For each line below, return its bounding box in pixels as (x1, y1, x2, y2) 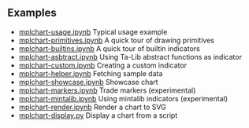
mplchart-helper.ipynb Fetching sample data (18, 68, 163, 78)
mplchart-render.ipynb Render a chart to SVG (18, 102, 166, 112)
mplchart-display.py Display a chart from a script (18, 110, 178, 120)
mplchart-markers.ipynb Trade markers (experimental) (18, 86, 196, 95)
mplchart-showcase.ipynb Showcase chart (18, 77, 158, 86)
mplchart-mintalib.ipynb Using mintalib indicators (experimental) (18, 93, 229, 103)
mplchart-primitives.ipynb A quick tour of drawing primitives (18, 35, 214, 45)
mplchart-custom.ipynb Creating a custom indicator (18, 60, 187, 70)
